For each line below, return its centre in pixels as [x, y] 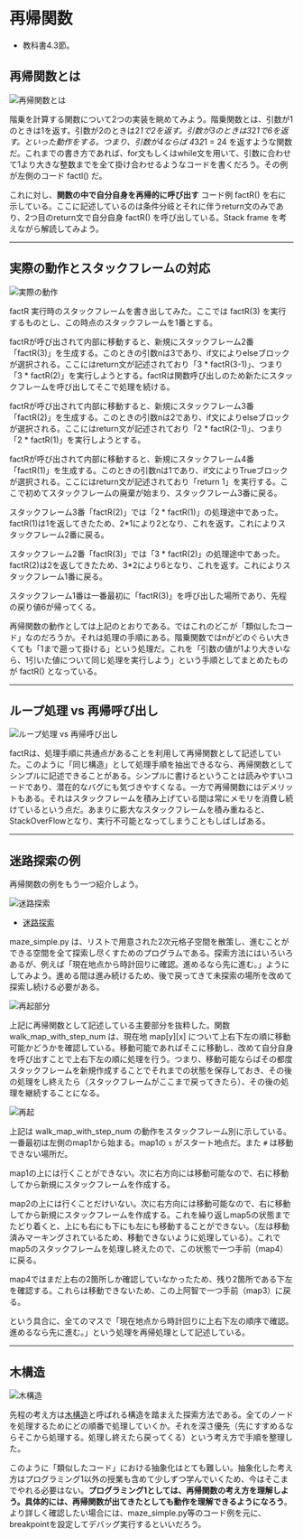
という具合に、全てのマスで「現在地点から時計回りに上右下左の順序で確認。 [151, 1321]
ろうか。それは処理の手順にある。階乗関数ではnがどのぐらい [161, 637]
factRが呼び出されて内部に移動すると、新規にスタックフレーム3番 [132, 405]
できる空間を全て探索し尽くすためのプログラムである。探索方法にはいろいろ [151, 953]
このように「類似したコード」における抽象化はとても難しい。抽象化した [143, 1468]
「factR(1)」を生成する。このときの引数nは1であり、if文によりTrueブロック [149, 470]
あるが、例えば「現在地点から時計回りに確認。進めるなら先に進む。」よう [146, 965]
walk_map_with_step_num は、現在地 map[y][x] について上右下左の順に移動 [150, 1037]
